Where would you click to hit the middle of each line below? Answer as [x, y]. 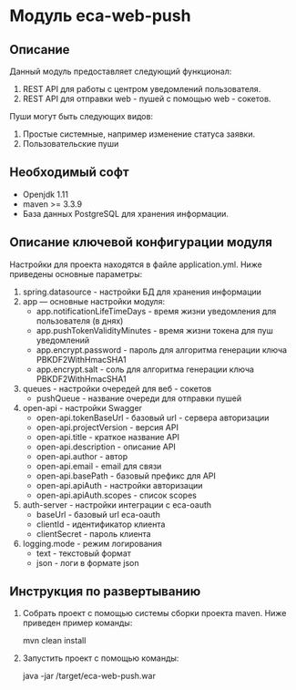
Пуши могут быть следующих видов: [81, 116]
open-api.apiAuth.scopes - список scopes [117, 495]
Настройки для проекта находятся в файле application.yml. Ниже [136, 264]
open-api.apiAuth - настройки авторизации [119, 485]
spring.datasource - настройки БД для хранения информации [142, 292]
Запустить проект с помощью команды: [101, 658]
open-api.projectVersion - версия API [107, 427]
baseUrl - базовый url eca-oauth [98, 514]
